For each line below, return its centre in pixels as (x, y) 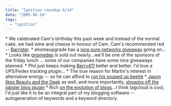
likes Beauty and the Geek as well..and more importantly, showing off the (82, 82)
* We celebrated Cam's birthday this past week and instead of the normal (82, 39)
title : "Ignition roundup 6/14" (40, 10)
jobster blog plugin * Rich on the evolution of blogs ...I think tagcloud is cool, (85, 88)
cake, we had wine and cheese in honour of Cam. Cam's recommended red (85, 44)
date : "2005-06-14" (26, 15)
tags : (11, 19)
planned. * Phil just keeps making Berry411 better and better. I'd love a (79, 66)
